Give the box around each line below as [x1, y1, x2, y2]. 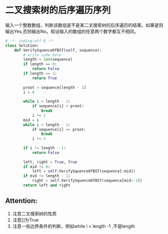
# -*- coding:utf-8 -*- [5, 38, 55, 43]
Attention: [5, 196, 38, 205]
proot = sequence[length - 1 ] [23, 85, 86, 90]
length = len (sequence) [23, 57, 73, 62]
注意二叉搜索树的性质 [12, 210, 57, 216]
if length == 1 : [23, 71, 57, 76]
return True [32, 76, 57, 81]
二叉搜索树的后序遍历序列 [5, 5, 111, 16]
